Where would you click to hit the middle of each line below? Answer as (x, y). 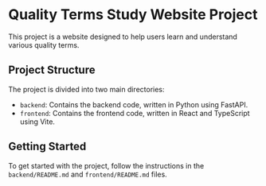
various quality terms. (44, 45)
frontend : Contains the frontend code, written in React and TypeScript (135, 113)
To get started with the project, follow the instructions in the (106, 165)
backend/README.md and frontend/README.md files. (88, 174)
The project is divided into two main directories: (86, 89)
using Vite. (37, 122)
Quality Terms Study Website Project (133, 15)
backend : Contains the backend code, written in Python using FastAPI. (134, 104)
